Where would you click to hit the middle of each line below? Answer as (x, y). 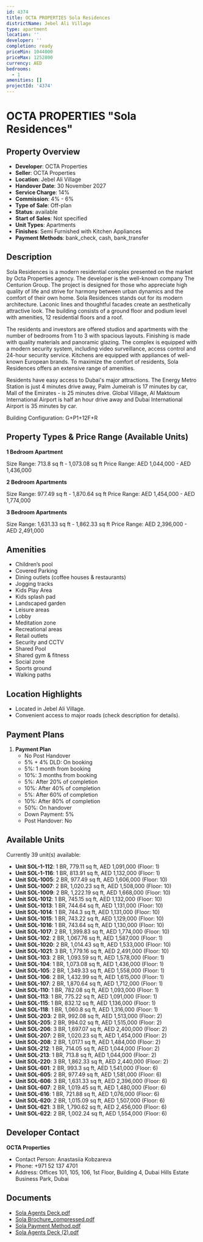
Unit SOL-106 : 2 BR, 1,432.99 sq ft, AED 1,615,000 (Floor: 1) (90, 977)
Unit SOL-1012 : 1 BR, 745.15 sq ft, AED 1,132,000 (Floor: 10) (89, 899)
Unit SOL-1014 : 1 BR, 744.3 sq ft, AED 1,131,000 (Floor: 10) (87, 912)
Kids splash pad (35, 597)
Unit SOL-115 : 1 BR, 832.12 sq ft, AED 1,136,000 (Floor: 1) (85, 1003)
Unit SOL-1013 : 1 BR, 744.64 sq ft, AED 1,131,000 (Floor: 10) (89, 905)
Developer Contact (43, 1133)
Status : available (36, 212)
